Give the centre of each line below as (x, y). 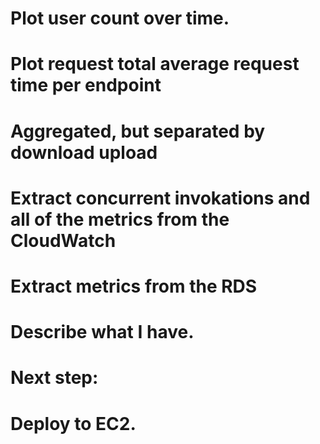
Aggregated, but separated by (138, 131)
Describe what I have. (102, 332)
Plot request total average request (155, 64)
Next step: (54, 378)
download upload (84, 152)
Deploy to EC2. (73, 423)
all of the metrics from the (120, 219)
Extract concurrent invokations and (160, 198)
